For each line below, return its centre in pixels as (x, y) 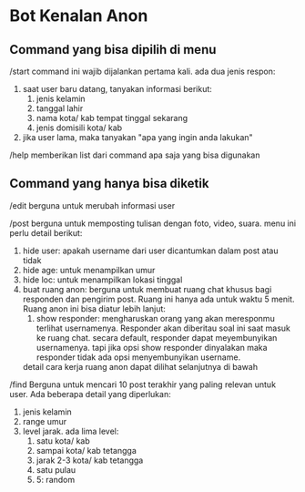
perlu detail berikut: (46, 232)
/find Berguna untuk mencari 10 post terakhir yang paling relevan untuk (142, 384)
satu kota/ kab (63, 441)
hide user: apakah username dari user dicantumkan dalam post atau (150, 251)
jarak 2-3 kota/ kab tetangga (90, 460)
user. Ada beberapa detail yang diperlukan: (90, 394)
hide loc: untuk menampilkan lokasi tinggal (102, 280)
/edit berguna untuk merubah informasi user (92, 205)
